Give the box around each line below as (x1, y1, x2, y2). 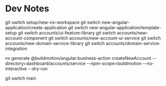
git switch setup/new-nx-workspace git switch (5, 19, 101, 25)
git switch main (5, 75, 36, 81)
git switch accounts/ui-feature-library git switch (17, 30, 116, 36)
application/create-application (5, 24, 67, 30)
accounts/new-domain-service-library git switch (5, 40, 105, 46)
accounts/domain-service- (106, 40, 161, 46)
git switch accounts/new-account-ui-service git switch (48, 35, 161, 41)
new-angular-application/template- (89, 24, 162, 30)
